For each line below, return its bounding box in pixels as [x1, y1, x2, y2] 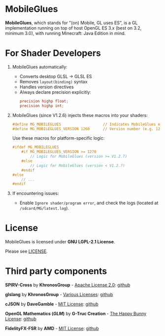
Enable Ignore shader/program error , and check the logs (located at [19, 200, 159, 206]
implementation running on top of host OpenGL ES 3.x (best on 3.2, [5, 25, 142, 31]
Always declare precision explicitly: [19, 89, 91, 95]
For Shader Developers [5, 48, 101, 59]
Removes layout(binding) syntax [19, 78, 88, 84]
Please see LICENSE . [5, 248, 48, 255]
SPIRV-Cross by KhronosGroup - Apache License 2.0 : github [5, 282, 131, 288]
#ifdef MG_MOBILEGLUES [12, 145, 59, 150]
